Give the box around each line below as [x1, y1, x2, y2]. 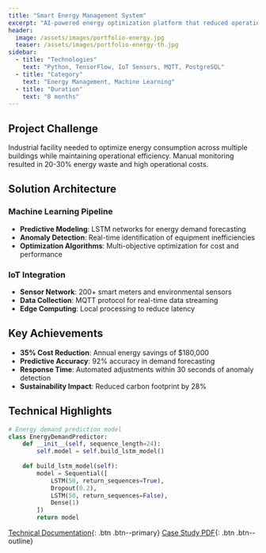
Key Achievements [8, 327, 104, 340]
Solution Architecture [8, 183, 117, 196]
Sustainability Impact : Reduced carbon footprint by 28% [19, 381, 207, 391]
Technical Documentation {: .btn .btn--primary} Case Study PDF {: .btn [8, 528, 235, 538]
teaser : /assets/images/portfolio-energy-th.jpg [15, 41, 179, 49]
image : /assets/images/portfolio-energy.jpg [15, 33, 165, 42]
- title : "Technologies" [15, 56, 97, 64]
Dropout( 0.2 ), [50, 484, 97, 492]
